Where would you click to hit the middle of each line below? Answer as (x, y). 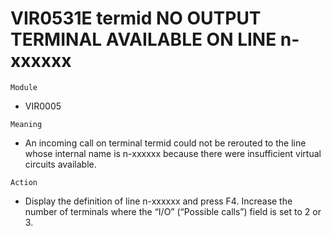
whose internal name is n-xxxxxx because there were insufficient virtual (173, 153)
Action (24, 182)
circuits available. (60, 164)
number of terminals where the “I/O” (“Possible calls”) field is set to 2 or (173, 211)
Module (24, 87)
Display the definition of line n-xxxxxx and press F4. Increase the (158, 201)
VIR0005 (43, 106)
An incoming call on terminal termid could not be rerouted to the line (165, 143)
